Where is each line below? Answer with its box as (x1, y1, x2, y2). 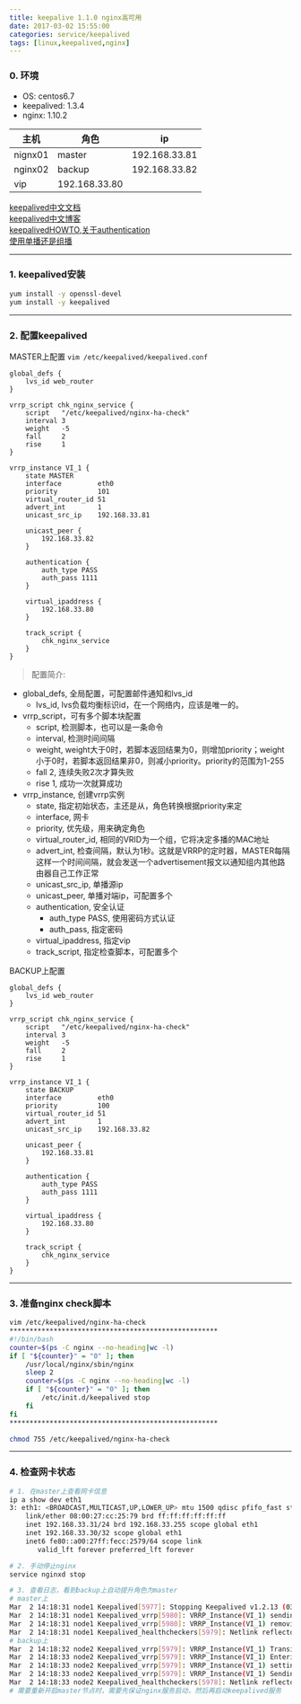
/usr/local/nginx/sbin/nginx (25, 1360, 134, 1369)
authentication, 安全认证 (35, 901, 125, 912)
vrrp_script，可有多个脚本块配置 (21, 711, 142, 721)
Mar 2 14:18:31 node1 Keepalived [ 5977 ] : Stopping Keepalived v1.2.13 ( (9, 1602, 287, 1612)
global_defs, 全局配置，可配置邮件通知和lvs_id (21, 688, 193, 699)
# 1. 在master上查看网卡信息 (9, 1487, 107, 1496)
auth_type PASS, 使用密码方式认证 (48, 913, 176, 923)
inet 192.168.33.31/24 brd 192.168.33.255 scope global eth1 (25, 1520, 258, 1530)
